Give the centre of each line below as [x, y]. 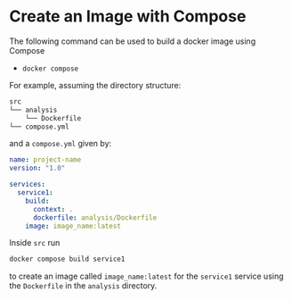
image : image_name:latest [73, 226]
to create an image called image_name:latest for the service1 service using [146, 276]
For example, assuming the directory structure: [95, 85]
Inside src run [35, 243]
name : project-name [45, 160]
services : [28, 185]
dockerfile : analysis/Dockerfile [95, 217]
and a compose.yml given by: [61, 144]
